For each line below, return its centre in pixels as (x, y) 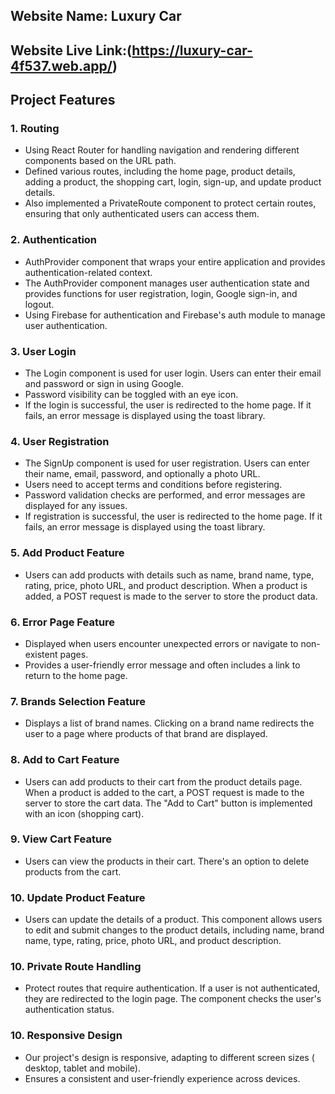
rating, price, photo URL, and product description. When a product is (166, 585)
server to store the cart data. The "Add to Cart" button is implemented (168, 803)
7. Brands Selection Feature (78, 701)
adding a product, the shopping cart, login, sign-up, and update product (173, 182)
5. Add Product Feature (67, 553)
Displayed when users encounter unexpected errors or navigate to (161, 643)
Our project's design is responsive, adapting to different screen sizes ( (169, 1057)
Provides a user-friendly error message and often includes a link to (162, 665)
